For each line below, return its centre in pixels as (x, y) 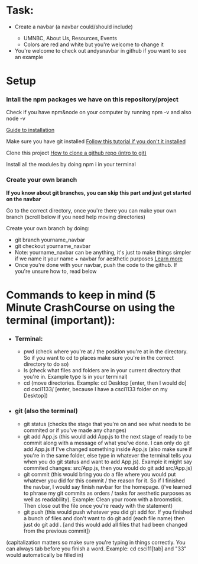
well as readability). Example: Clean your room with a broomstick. (103, 499)
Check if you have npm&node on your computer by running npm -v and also (99, 112)
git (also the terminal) (46, 411)
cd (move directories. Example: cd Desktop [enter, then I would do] (105, 383)
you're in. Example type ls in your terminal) (76, 377)
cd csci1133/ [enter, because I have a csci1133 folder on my (95, 389)
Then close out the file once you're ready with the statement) (98, 505)
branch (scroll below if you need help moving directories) (76, 217)
